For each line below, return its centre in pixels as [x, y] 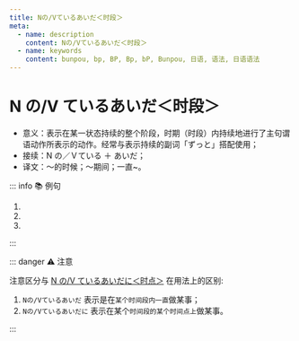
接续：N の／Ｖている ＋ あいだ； [84, 155]
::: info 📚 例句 [35, 186]
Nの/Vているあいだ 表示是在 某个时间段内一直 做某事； [111, 299]
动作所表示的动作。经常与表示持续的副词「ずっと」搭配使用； [144, 144]
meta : [19, 26]
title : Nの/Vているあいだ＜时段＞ [66, 17]
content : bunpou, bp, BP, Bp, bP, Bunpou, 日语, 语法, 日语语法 [143, 59]
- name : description [56, 34]
